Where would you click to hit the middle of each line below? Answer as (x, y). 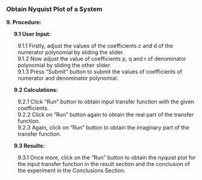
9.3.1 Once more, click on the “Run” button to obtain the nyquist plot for (107, 157)
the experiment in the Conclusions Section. (72, 171)
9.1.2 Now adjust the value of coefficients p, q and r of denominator (102, 59)
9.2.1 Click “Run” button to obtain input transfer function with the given (106, 102)
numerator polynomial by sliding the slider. (71, 52)
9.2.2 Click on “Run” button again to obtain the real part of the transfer (106, 115)
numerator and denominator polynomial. (68, 78)
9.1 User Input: (33, 34)
